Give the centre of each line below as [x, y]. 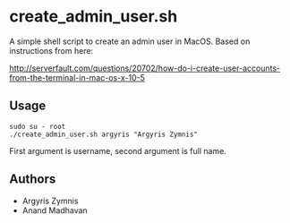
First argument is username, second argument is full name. [118, 150]
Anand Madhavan [55, 210]
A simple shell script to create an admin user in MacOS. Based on [130, 41]
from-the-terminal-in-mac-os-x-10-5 [77, 77]
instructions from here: [51, 50]
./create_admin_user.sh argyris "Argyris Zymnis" [104, 134]
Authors [33, 180]
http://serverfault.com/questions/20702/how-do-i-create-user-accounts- [145, 68]
